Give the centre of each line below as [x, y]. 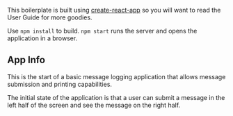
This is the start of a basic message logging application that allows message [116, 76]
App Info [26, 60]
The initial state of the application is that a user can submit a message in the [116, 97]
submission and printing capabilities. [60, 84]
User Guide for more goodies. [50, 17]
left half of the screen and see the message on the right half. [94, 105]
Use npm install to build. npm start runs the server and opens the [102, 31]
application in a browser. [42, 38]
